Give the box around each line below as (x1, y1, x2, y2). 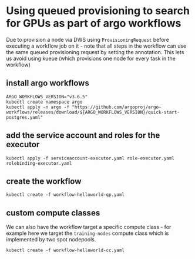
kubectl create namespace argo (6, 99, 83, 105)
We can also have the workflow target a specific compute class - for (6, 224, 172, 231)
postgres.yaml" (6, 114, 43, 120)
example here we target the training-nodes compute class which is (6, 230, 169, 237)
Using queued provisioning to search (6, 4, 190, 18)
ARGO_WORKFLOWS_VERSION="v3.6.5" (6, 94, 88, 99)
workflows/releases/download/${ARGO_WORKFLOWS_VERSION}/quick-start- (6, 109, 180, 115)
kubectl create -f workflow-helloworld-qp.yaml (6, 192, 125, 198)
